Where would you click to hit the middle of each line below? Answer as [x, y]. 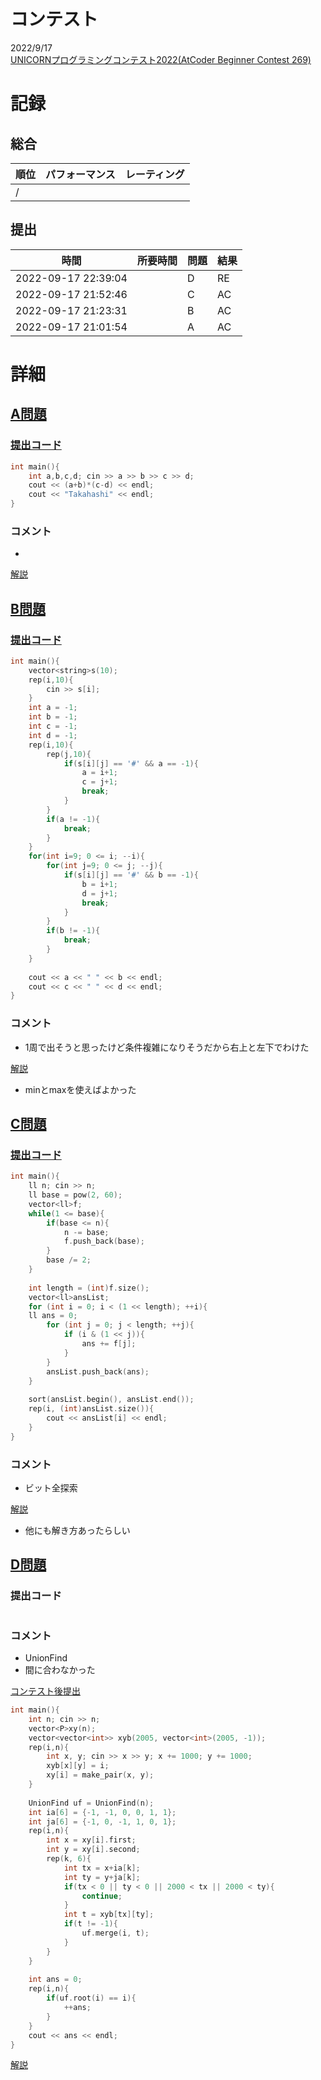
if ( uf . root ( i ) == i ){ [91, 1998]
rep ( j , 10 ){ [69, 754]
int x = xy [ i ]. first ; [91, 1840]
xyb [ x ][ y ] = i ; [78, 1766]
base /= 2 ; [69, 1260]
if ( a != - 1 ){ [73, 819]
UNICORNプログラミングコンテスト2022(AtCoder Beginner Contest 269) [161, 59]
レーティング [154, 174]
